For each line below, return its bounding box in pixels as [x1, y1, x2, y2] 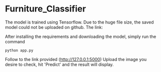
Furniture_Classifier [5, 3, 86, 14]
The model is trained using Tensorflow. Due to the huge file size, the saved [5, 19, 154, 25]
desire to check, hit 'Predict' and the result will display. [5, 61, 114, 67]
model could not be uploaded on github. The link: [5, 24, 103, 30]
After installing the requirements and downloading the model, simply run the [5, 34, 156, 39]
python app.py [5, 48, 34, 53]
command [5, 38, 25, 44]
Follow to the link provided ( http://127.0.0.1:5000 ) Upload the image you [5, 56, 147, 62]
